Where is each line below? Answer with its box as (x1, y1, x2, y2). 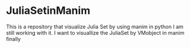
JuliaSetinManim (6, 4, 91, 17)
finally (6, 35, 21, 42)
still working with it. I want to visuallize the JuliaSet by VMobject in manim (6, 29, 185, 36)
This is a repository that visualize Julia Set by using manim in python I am (6, 23, 184, 30)
